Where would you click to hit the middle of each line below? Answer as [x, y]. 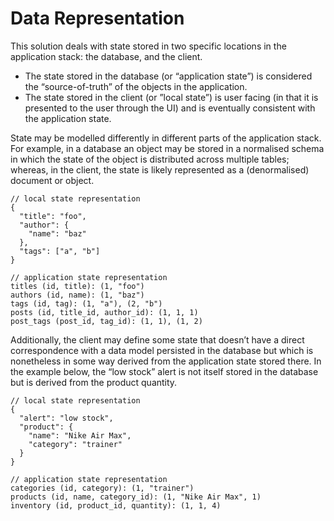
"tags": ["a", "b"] [60, 251]
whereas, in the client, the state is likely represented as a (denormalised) [160, 169]
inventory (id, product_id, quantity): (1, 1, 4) [116, 505]
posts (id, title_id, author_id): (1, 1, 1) [104, 312]
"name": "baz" [57, 233]
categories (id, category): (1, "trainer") [102, 488]
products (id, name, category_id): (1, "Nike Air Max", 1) [136, 497]
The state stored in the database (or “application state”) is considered [168, 76]
